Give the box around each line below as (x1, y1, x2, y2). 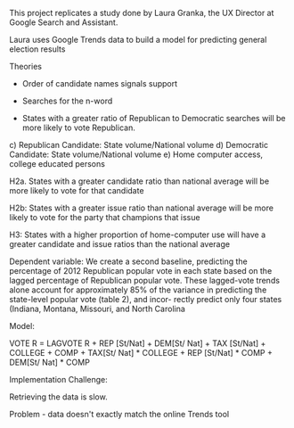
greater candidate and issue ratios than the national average (9, 239, 230, 249)
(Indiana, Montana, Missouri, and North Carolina (9, 303, 185, 314)
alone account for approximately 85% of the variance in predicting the (9, 284, 267, 295)
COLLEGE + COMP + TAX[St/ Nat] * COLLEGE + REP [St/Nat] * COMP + (9, 348, 274, 358)
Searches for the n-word (21, 95, 113, 106)
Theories (9, 62, 43, 71)
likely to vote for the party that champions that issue (9, 212, 200, 222)
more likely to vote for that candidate (9, 185, 144, 195)
